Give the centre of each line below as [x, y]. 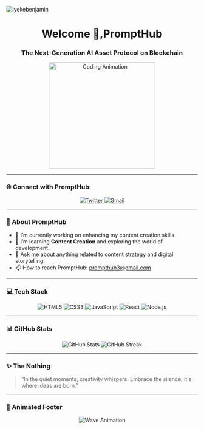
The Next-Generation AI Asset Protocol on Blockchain [102, 53]
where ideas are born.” [50, 385]
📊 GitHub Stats [29, 329]
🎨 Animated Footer [34, 407]
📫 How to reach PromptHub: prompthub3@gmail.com [83, 268]
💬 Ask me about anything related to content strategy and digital [94, 254]
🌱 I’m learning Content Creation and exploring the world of [89, 242]
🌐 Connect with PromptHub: [49, 187]
